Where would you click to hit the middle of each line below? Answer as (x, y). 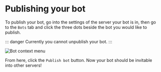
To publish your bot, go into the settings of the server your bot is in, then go (80, 22)
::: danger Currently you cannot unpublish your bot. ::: (59, 41)
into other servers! (24, 65)
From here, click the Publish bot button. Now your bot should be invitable (79, 60)
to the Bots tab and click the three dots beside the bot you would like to (76, 27)
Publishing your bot (45, 9)
